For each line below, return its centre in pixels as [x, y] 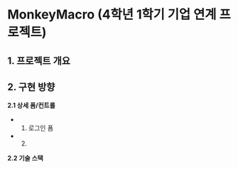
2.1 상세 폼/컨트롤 [31, 105]
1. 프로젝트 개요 [39, 61]
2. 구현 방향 [31, 87]
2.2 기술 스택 [26, 158]
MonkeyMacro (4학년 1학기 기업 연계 [112, 15]
